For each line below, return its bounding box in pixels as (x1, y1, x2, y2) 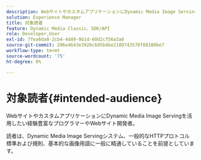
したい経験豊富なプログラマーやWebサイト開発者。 (11, 120, 138, 127)
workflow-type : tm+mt (6, 48, 60, 54)
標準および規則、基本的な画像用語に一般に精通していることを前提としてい (6, 140, 190, 147)
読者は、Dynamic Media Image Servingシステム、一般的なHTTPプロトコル (6, 133, 190, 140)
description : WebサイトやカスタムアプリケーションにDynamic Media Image (6, 8, 176, 15)
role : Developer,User (6, 31, 60, 37)
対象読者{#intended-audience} (6, 91, 163, 105)
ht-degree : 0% (6, 59, 42, 64)
